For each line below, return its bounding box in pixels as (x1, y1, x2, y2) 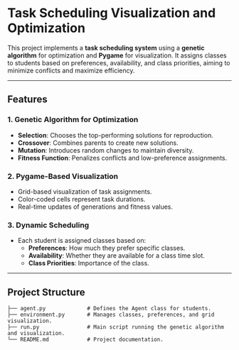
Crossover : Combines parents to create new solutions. (17, 138, 179, 147)
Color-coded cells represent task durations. (17, 195, 146, 203)
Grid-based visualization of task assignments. (17, 187, 152, 196)
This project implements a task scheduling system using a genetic (7, 43, 205, 52)
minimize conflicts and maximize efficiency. (7, 66, 135, 75)
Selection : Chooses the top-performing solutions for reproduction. (17, 131, 213, 139)
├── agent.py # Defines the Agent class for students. (7, 305, 212, 312)
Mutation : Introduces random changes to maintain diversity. (17, 146, 194, 154)
